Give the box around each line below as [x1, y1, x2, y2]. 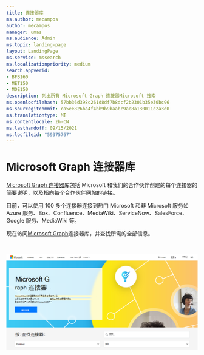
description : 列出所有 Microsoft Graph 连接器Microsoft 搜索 [6, 93, 156, 100]
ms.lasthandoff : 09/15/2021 [6, 125, 78, 131]
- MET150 [6, 80, 29, 86]
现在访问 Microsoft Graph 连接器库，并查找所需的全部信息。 [6, 230, 154, 237]
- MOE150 [6, 87, 29, 93]
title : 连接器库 [6, 10, 44, 16]
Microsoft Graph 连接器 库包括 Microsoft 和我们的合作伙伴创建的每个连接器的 [6, 181, 198, 189]
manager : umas [6, 29, 42, 35]
